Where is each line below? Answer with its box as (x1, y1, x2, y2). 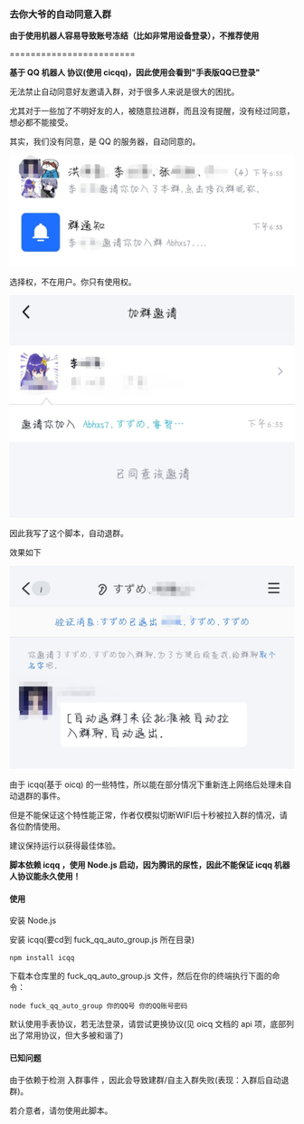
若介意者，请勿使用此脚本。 (9, 1105, 113, 1116)
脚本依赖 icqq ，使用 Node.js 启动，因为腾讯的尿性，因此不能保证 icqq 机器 (9, 860, 290, 870)
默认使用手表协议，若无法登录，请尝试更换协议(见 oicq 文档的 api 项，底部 (9, 1019, 287, 1030)
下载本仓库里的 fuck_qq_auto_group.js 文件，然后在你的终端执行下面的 (9, 971, 272, 982)
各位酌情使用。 (9, 821, 65, 832)
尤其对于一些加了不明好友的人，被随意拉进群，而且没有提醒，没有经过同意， (9, 106, 295, 117)
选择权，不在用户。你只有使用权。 (9, 276, 137, 287)
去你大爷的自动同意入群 (9, 7, 111, 20)
